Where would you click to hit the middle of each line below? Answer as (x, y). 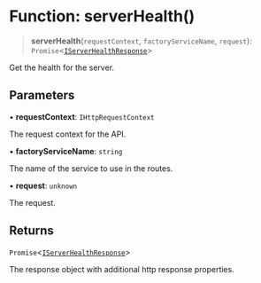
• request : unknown (43, 185)
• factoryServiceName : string (66, 151)
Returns (32, 231)
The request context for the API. (68, 134)
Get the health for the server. (62, 67)
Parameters (42, 95)
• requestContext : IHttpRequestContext (82, 116)
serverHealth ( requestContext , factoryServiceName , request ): (141, 41)
